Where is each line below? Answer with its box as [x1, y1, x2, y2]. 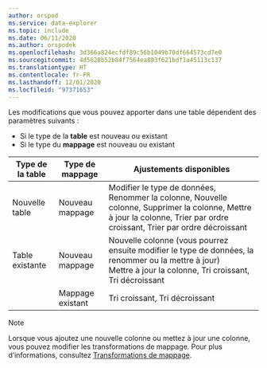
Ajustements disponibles [133, 164, 230, 175]
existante [12, 260, 47, 271]
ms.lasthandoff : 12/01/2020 [8, 78, 102, 86]
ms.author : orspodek [8, 41, 77, 49]
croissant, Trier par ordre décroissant [108, 222, 248, 233]
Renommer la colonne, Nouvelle [108, 192, 228, 203]
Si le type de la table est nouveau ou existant [19, 131, 168, 141]
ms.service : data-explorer [8, 19, 98, 27]
